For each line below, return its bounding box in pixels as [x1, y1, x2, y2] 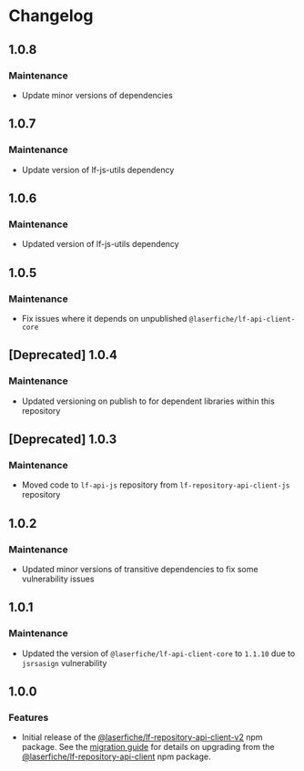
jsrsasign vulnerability [21, 657, 107, 668]
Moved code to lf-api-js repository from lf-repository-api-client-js [21, 479, 290, 490]
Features [8, 712, 49, 724]
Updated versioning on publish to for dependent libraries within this [21, 396, 275, 406]
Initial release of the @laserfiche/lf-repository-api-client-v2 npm [21, 732, 263, 743]
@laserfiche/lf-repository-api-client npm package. [21, 751, 211, 762]
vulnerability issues [21, 573, 95, 584]
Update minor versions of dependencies [21, 89, 174, 100]
